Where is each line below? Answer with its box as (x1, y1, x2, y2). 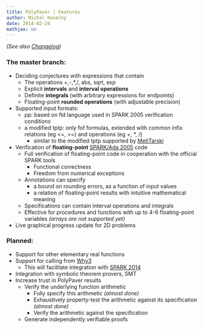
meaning (33, 195, 56, 202)
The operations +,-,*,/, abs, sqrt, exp (24, 78, 116, 86)
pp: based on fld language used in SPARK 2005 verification (24, 111, 174, 118)
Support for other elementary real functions (15, 250, 125, 257)
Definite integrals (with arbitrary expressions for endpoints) (24, 91, 174, 98)
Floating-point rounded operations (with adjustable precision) (24, 98, 181, 105)
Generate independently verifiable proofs (24, 316, 128, 323)
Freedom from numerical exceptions (33, 169, 125, 177)
